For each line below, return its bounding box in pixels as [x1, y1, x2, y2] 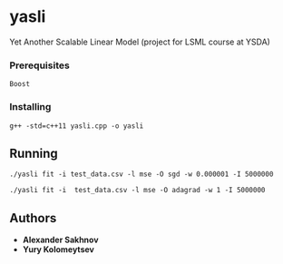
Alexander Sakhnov [22, 234, 99, 246]
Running [9, 145, 59, 161]
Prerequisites [9, 59, 70, 72]
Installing [9, 101, 52, 113]
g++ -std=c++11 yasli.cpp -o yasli [9, 121, 144, 131]
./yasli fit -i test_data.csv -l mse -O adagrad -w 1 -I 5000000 [9, 186, 266, 195]
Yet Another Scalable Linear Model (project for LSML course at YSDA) [9, 36, 270, 47]
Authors [9, 210, 57, 226]
